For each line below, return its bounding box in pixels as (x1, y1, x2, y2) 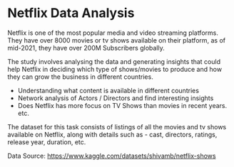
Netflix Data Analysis (7, 5, 135, 21)
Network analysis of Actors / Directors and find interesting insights (17, 94, 214, 102)
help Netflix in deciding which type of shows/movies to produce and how (7, 65, 223, 73)
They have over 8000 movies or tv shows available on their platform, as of (7, 36, 226, 44)
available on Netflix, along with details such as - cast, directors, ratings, (7, 130, 218, 139)
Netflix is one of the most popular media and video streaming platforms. (7, 28, 219, 37)
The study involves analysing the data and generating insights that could (7, 57, 221, 65)
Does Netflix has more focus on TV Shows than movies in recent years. (17, 101, 227, 109)
